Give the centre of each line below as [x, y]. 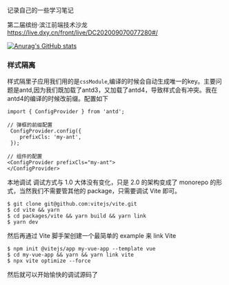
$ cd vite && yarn [33, 210]
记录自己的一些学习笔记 [40, 10]
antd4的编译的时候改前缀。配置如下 [58, 99]
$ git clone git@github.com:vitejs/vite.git [72, 204]
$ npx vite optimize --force [49, 261]
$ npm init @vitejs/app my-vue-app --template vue [81, 249]
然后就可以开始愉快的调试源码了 [52, 275]
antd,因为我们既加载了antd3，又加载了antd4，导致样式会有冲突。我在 [118, 90]
